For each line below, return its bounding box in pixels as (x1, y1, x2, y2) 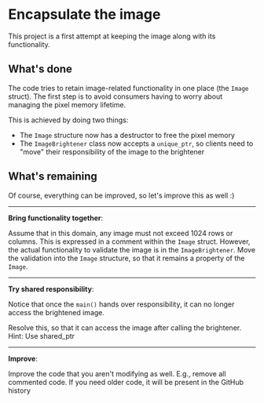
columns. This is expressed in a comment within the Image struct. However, (8, 237, 251, 246)
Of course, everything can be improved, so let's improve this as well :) (8, 191, 235, 200)
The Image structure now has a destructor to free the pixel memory (19, 130, 236, 140)
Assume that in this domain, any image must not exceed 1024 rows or (8, 228, 233, 238)
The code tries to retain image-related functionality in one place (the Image (8, 83, 249, 93)
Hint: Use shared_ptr (8, 331, 75, 340)
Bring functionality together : (8, 213, 104, 223)
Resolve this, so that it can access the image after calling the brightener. (8, 323, 242, 332)
